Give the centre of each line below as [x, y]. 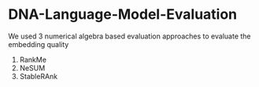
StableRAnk [39, 76]
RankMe [33, 60]
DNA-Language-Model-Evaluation [123, 14]
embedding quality [39, 44]
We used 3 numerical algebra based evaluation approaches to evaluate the [129, 36]
